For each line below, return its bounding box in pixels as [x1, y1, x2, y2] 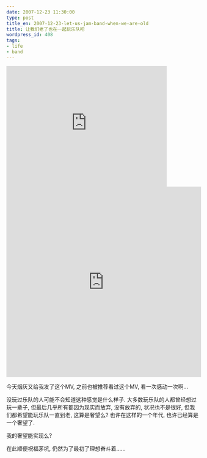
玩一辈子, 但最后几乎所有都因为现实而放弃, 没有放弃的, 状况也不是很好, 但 [6, 404, 190, 411]
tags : [6, 37, 20, 43]
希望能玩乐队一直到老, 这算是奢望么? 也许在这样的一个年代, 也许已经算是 [16, 411, 199, 418]
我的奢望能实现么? [6, 432, 53, 439]
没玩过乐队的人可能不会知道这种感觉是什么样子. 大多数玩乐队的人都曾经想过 [6, 396, 197, 403]
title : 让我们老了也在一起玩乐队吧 [6, 26, 85, 32]
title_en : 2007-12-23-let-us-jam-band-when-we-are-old [6, 20, 149, 26]
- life [6, 43, 23, 50]
